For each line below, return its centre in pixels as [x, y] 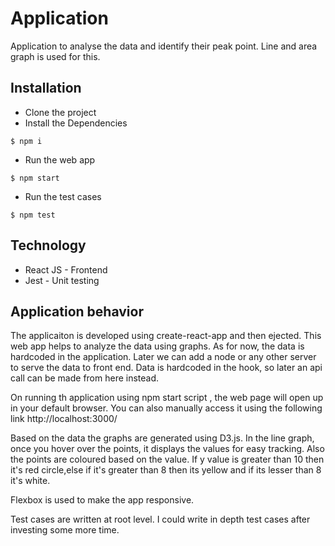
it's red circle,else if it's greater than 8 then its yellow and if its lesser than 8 [166, 470]
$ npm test [33, 215]
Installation [46, 88]
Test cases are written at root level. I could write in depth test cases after [160, 519]
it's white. [30, 481]
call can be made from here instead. [85, 378]
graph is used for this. [55, 56]
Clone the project [60, 112]
